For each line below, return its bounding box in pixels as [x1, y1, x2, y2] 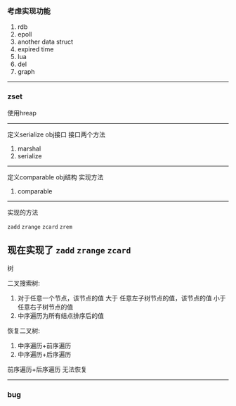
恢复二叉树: [7, 326, 41, 335]
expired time [17, 45, 54, 53]
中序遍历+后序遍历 [17, 350, 72, 359]
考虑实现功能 [7, 6, 51, 15]
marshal [17, 144, 41, 153]
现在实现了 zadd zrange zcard [7, 244, 131, 256]
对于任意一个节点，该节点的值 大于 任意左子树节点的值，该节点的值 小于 [17, 294, 226, 303]
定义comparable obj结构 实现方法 [7, 172, 104, 181]
